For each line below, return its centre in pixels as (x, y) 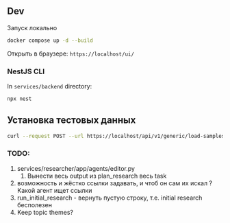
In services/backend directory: (50, 86)
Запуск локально (32, 27)
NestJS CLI (26, 71)
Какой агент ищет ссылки (54, 190)
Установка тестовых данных (72, 120)
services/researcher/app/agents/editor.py (76, 168)
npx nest (20, 99)
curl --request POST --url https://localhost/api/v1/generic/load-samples (116, 136)
